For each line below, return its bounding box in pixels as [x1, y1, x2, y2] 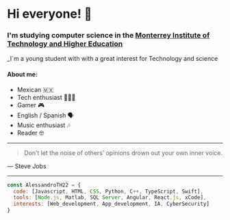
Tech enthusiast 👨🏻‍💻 [16, 93, 76, 101]
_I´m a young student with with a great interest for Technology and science [7, 55, 218, 63]
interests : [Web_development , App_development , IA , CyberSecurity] [13, 201, 210, 208]
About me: [7, 70, 38, 79]
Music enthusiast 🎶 [16, 121, 71, 129]
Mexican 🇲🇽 [16, 85, 54, 94]
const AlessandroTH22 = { [7, 181, 81, 189]
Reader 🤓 [16, 128, 44, 137]
